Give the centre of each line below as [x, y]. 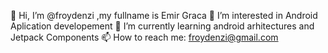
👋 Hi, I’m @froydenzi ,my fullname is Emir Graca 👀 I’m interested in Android [164, 15]
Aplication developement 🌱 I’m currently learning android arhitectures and [162, 26]
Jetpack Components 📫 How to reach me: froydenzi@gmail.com [144, 37]
